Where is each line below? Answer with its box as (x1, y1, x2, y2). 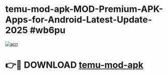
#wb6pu (30, 25, 66, 36)
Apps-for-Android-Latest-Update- (5, 14, 152, 25)
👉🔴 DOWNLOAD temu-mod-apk (5, 60, 144, 71)
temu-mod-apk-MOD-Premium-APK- (5, 3, 163, 15)
